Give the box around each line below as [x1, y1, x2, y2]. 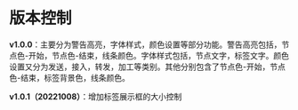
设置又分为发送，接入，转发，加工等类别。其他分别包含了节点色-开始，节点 [9, 61, 286, 72]
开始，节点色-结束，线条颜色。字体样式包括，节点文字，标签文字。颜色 [28, 50, 289, 60]
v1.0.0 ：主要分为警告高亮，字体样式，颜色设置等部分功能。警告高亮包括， [9, 39, 282, 50]
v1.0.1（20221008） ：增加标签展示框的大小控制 [9, 90, 182, 102]
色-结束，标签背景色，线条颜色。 [9, 72, 131, 82]
